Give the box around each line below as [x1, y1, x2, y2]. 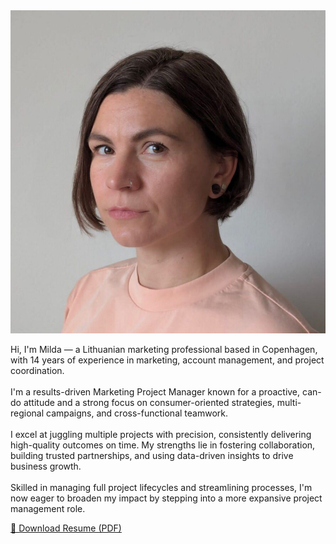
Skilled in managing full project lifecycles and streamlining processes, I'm [10, 482, 313, 494]
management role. [10, 503, 86, 515]
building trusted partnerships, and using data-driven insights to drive [10, 450, 294, 462]
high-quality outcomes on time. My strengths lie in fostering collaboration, [10, 439, 316, 451]
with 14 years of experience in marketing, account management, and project [10, 354, 325, 366]
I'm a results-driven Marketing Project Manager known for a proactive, [10, 386, 301, 398]
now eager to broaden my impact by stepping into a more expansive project [10, 492, 323, 504]
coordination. [10, 365, 65, 377]
